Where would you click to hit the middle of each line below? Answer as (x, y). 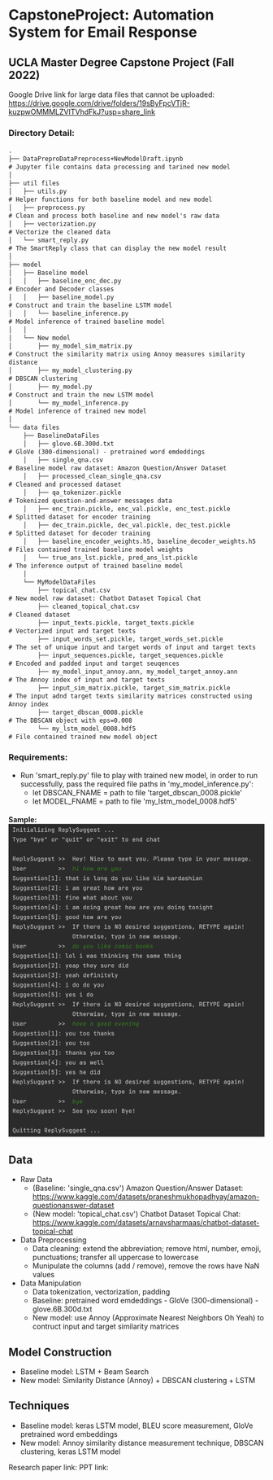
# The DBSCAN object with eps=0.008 (70, 721)
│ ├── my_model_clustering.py (70, 371)
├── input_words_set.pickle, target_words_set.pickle (130, 639)
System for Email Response (103, 32)
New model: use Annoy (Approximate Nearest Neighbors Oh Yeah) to (148, 1318)
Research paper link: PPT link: (58, 1467)
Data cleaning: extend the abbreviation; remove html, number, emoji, (147, 1249)
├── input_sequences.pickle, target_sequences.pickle (130, 656)
